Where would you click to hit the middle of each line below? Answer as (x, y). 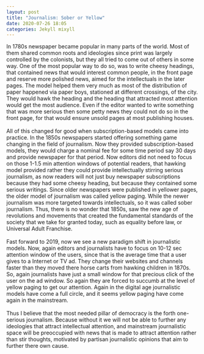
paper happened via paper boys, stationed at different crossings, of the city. (102, 92)
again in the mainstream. (37, 300)
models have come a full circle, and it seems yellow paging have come (95, 294)
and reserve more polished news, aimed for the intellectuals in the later (96, 79)
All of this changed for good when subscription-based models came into (98, 131)
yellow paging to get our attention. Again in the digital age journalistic (93, 287)
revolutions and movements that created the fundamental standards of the (100, 216)
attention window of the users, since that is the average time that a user (97, 255)
